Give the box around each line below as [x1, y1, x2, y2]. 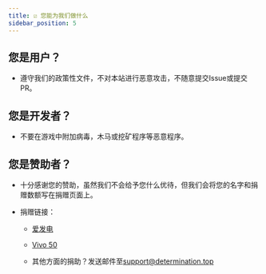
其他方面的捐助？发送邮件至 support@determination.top [31, 256, 214, 266]
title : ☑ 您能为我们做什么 [8, 11, 89, 20]
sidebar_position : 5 [8, 19, 77, 27]
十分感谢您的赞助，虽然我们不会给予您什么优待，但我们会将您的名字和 [19, 180, 252, 189]
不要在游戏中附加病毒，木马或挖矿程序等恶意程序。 [19, 132, 189, 141]
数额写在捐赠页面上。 [26, 189, 97, 200]
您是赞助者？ [8, 157, 72, 171]
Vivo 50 [31, 240, 58, 249]
